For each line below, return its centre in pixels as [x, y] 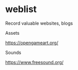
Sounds [13, 52]
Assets [12, 33]
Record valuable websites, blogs [39, 23]
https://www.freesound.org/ [34, 62]
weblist [21, 9]
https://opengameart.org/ [32, 43]
